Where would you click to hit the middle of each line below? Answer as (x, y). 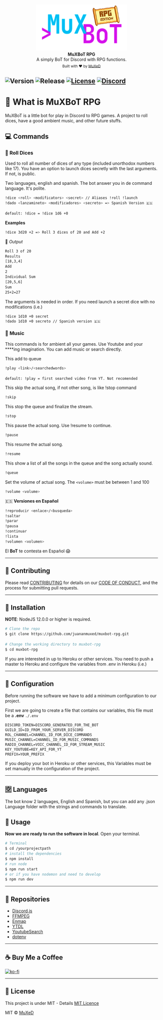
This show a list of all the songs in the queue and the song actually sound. (79, 463)
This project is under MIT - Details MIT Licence (52, 1003)
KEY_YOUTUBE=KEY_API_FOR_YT (33, 749)
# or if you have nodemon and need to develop (53, 874)
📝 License (20, 991)
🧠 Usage (18, 822)
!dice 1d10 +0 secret (27, 316)
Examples (15, 223)
